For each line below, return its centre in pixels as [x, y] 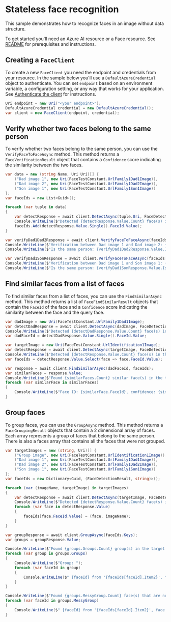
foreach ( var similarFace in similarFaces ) [52, 382]
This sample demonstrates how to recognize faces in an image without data [85, 23]
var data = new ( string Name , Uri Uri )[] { [52, 174]
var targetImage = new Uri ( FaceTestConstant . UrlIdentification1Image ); [83, 345]
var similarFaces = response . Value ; [44, 373]
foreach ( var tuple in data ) [36, 207]
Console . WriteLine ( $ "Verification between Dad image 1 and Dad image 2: [84, 245]
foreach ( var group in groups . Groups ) [46, 554]
